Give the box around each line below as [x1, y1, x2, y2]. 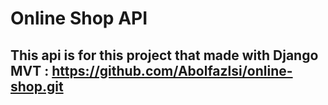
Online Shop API [10, 7, 148, 30]
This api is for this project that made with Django [10, 47, 319, 64]
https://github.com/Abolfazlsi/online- [51, 62, 293, 79]
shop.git [10, 78, 64, 95]
